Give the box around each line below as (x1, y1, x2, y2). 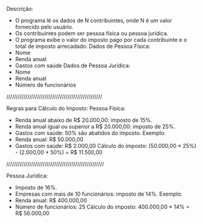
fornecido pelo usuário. (15, 24, 74, 30)
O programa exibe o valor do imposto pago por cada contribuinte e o (15, 36, 187, 43)
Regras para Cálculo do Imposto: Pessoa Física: (6, 105, 126, 111)
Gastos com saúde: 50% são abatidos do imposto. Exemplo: (15, 130, 166, 136)
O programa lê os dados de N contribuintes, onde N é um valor (15, 17, 172, 24)
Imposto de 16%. (15, 184, 58, 191)
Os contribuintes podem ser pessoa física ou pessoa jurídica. (15, 30, 169, 37)
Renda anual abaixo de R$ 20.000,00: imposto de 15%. (15, 116, 153, 124)
